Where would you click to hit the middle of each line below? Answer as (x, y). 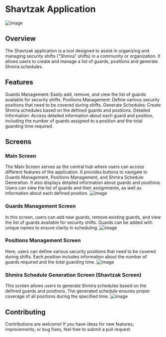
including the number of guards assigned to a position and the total (74, 121)
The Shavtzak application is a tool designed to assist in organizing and (77, 50)
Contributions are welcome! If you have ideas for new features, (70, 324)
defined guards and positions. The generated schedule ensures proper (78, 291)
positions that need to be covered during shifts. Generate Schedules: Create (83, 105)
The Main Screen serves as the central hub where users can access (75, 167)
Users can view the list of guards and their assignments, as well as (73, 188)
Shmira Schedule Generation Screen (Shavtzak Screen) (73, 275)
